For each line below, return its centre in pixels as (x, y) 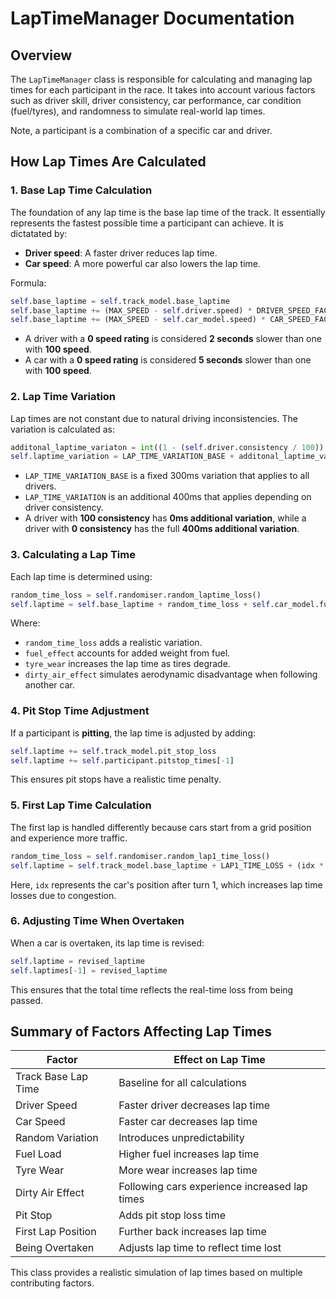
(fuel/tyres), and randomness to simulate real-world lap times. (138, 111)
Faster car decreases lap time (188, 1122)
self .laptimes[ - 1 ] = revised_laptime (89, 970)
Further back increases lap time (192, 1232)
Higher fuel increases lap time (189, 1154)
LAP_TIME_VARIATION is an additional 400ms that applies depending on (168, 497)
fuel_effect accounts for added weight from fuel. (127, 653)
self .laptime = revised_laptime (77, 961)
